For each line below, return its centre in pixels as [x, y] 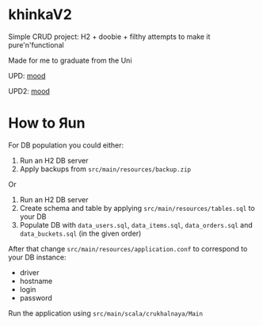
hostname [36, 281]
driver [29, 272]
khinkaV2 [40, 15]
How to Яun [47, 123]
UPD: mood [27, 75]
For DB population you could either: [66, 145]
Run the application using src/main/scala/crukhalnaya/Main [106, 313]
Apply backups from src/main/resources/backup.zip [105, 169]
